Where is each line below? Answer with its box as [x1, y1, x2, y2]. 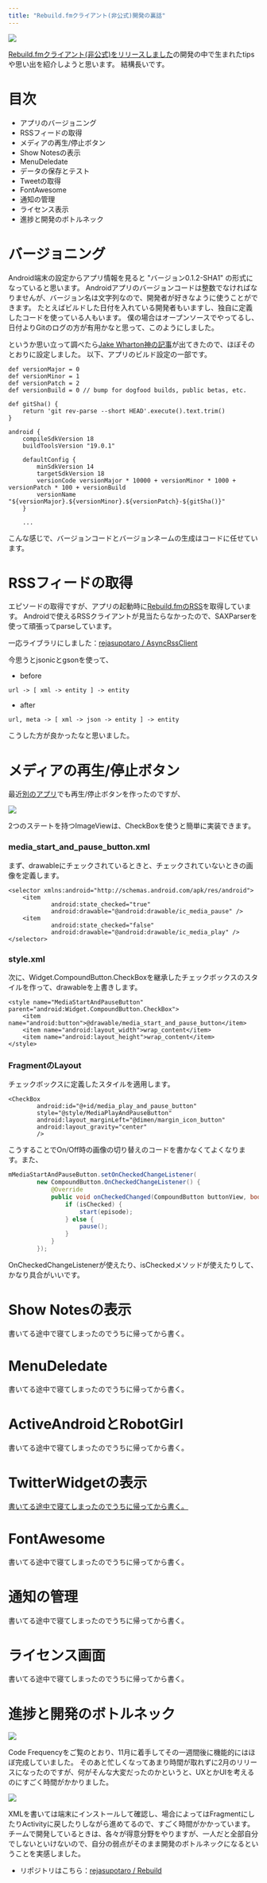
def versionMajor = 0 [8, 365, 80, 374]
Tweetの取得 [19, 176, 62, 185]
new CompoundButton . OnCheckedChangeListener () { [37, 1178, 201, 1187]
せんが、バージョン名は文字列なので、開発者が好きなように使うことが [21, 293, 252, 302]
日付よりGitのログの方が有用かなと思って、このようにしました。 [8, 323, 219, 332]
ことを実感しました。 [14, 1849, 85, 1858]
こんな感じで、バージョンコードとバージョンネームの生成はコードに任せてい [8, 533, 258, 543]
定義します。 [21, 870, 64, 880]
